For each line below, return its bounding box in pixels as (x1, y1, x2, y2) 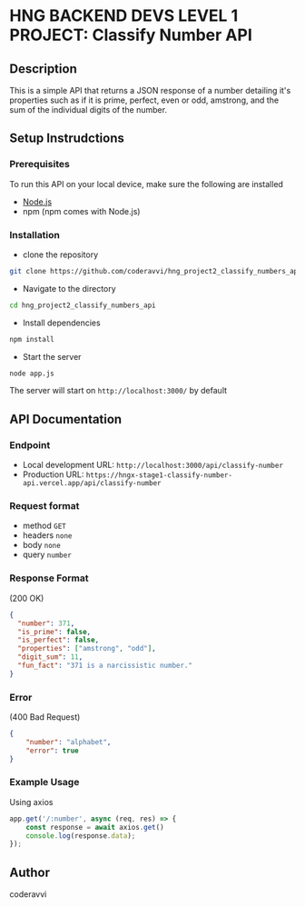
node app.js (9, 369, 54, 378)
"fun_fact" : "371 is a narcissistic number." (17, 661, 193, 671)
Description (9, 61, 77, 76)
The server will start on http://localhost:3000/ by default (9, 385, 228, 396)
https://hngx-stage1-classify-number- (85, 471, 233, 480)
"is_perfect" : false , (17, 635, 100, 645)
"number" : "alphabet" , (25, 737, 112, 746)
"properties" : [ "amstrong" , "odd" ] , (17, 644, 156, 653)
